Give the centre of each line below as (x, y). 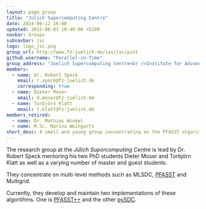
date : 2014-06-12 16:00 (37, 23)
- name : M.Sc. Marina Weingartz (53, 127)
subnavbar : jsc (26, 41)
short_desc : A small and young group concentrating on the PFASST (93, 132)
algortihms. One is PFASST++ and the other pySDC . (71, 199)
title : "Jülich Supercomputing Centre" (57, 18)
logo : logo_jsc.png (31, 47)
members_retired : (29, 115)
